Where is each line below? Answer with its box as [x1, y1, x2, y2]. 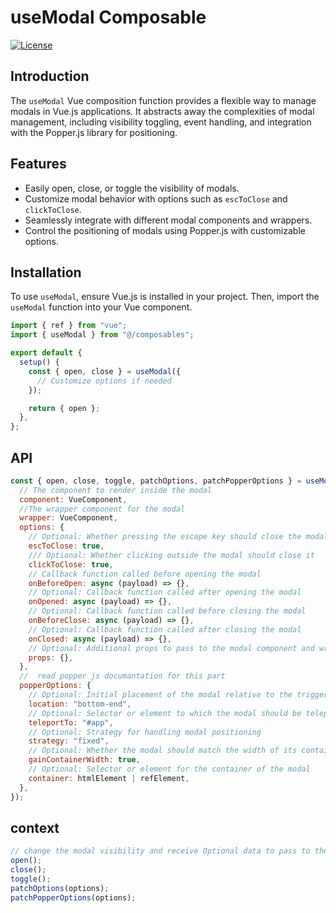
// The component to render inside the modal [19, 485, 213, 495]
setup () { [19, 357, 60, 367]
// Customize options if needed [36, 376, 172, 386]
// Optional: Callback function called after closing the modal [28, 624, 302, 635]
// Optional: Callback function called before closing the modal [28, 606, 307, 616]
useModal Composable [10, 6, 207, 29]
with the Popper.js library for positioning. [10, 126, 178, 138]
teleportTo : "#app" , [28, 717, 114, 728]
